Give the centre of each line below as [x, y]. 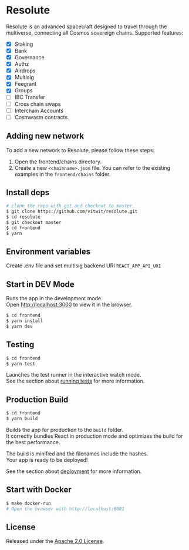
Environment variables [48, 251]
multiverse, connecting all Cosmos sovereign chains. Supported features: [95, 32]
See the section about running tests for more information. [75, 381]
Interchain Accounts [39, 110]
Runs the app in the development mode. [54, 299]
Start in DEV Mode [40, 284]
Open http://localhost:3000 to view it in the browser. [69, 305]
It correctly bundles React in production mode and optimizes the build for [95, 436]
